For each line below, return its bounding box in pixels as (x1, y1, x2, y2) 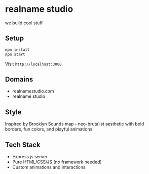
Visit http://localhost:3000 (5, 61, 62, 67)
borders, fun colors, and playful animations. (5, 126, 94, 132)
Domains (5, 75, 33, 84)
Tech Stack (5, 140, 40, 149)
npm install (5, 47, 30, 52)
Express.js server (12, 153, 48, 159)
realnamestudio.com (12, 88, 54, 94)
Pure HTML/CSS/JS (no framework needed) (12, 159, 102, 165)
